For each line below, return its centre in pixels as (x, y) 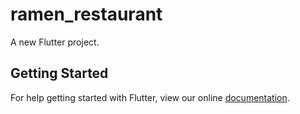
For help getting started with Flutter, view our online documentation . (150, 97)
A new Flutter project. (55, 42)
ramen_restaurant (86, 14)
